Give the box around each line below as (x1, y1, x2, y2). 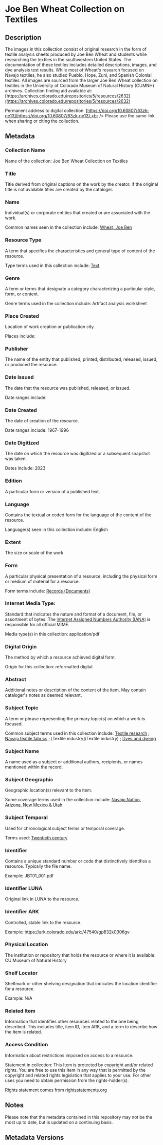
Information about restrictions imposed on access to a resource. (5, 1052, 134, 1058)
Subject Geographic (5, 776, 54, 783)
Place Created (5, 312, 39, 319)
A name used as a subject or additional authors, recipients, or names (5, 759, 143, 765)
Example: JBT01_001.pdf (5, 873, 54, 879)
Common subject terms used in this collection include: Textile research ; (5, 730, 150, 736)
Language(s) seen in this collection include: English (5, 527, 108, 532)
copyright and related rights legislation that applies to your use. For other (5, 1072, 151, 1078)
